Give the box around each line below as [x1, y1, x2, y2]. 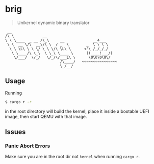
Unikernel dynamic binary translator [17, 20, 90, 26]
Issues [5, 128, 26, 136]
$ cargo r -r [5, 99, 32, 104]
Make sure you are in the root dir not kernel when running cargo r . [5, 154, 140, 160]
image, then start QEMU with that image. [5, 113, 87, 119]
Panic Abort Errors [5, 142, 51, 149]
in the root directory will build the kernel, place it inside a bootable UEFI [5, 108, 150, 114]
